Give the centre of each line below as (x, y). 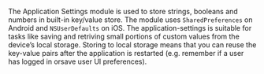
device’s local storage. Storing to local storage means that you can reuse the (132, 45)
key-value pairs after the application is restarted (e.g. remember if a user (126, 53)
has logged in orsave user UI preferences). (78, 61)
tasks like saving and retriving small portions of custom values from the (124, 36)
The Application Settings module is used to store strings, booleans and (123, 11)
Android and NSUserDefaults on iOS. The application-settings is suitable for (130, 28)
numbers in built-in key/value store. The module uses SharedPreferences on (131, 20)
